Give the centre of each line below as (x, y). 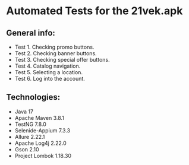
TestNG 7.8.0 (30, 124)
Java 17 (24, 112)
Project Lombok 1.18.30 (43, 156)
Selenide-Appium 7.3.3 (42, 130)
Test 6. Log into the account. (50, 79)
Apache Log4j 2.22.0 (40, 143)
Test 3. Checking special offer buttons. (62, 60)
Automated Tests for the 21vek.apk (94, 11)
